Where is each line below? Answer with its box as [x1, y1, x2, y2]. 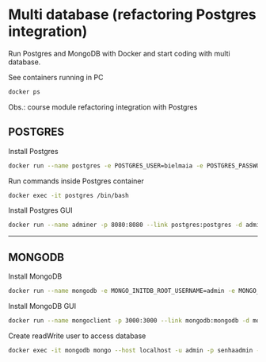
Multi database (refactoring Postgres [8, 6, 257, 24]
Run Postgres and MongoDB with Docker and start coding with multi [8, 48, 231, 58]
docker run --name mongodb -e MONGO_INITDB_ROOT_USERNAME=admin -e [8, 287, 236, 295]
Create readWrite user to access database [8, 331, 146, 341]
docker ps [8, 87, 41, 96]
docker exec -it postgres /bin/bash [8, 191, 129, 199]
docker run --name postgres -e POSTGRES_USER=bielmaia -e [8, 161, 203, 170]
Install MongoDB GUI [8, 301, 77, 310]
